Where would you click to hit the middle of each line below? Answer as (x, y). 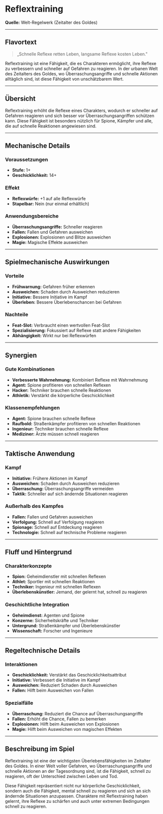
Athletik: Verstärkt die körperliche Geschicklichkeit (63, 395)
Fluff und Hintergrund (38, 552)
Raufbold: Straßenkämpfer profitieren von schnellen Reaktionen (76, 423)
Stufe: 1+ (21, 170)
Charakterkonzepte (28, 566)
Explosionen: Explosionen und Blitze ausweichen (61, 237)
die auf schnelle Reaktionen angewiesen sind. (51, 126)
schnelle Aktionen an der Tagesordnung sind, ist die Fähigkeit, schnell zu (78, 771)
